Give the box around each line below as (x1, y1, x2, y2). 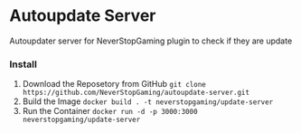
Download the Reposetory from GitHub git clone (22, 79, 206, 90)
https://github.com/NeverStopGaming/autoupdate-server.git (22, 88, 250, 98)
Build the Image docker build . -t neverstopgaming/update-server (22, 96, 274, 107)
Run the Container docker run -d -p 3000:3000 (22, 106, 198, 117)
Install (9, 58, 38, 71)
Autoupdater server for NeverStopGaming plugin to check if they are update (9, 35, 293, 46)
